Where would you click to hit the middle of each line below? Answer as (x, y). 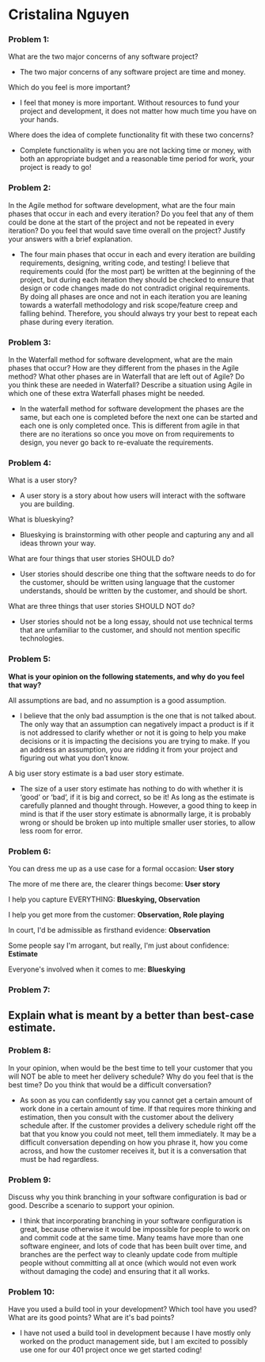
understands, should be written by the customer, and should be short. (133, 591)
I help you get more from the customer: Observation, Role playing (116, 914)
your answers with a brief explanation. (70, 239)
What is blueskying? (41, 519)
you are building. (47, 504)
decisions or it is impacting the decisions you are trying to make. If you (135, 741)
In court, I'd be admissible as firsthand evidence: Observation (110, 929)
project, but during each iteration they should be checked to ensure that (137, 279)
